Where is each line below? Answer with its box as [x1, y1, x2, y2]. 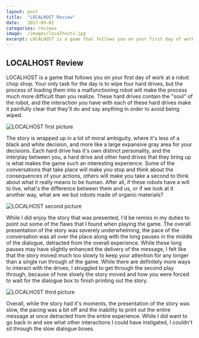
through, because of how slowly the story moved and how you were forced [6, 271, 190, 278]
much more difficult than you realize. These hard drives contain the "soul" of [6, 92, 193, 99]
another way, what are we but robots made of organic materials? [6, 191, 164, 198]
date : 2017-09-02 [6, 20, 54, 25]
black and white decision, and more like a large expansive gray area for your [6, 140, 192, 148]
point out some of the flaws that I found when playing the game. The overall [6, 220, 191, 227]
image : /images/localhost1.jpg [6, 31, 86, 37]
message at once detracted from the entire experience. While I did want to [6, 312, 188, 320]
